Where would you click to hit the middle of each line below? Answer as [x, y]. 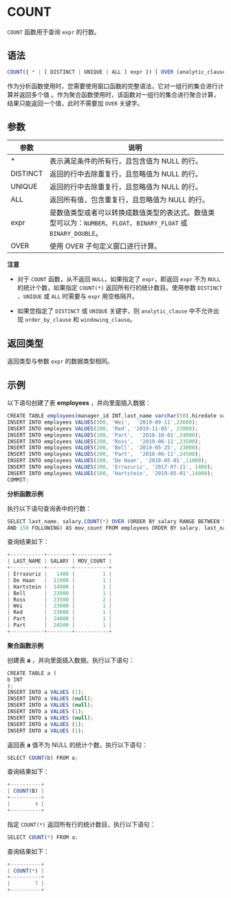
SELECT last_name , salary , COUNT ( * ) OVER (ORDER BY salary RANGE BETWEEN [113, 521]
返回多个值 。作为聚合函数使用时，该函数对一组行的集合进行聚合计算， [119, 94]
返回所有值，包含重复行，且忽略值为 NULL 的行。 [129, 200]
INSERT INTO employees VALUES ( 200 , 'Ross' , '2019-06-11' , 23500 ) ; [104, 441]
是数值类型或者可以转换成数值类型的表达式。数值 [129, 212]
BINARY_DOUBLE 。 [76, 233]
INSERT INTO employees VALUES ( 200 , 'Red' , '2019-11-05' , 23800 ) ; [102, 428]
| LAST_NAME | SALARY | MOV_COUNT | [59, 561]
